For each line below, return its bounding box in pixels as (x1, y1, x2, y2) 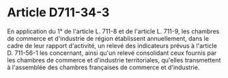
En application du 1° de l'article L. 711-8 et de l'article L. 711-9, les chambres (7, 27, 220, 35)
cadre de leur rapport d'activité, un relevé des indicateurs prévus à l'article (7, 41, 217, 50)
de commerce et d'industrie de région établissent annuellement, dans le (7, 34, 210, 42)
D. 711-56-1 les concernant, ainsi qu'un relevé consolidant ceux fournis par (7, 49, 217, 57)
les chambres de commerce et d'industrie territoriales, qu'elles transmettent (7, 56, 221, 64)
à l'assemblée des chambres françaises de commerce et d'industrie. (7, 63, 200, 71)
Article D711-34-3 (7, 5, 110, 20)
